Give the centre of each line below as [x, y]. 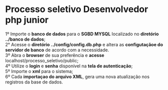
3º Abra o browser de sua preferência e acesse [55, 55]
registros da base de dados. [34, 82]
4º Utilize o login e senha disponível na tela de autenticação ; [69, 66]
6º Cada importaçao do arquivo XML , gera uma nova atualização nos [77, 76]
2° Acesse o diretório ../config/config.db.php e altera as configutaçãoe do [84, 44]
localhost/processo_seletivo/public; [42, 60]
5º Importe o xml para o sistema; [39, 71]
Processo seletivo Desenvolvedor [77, 9]
